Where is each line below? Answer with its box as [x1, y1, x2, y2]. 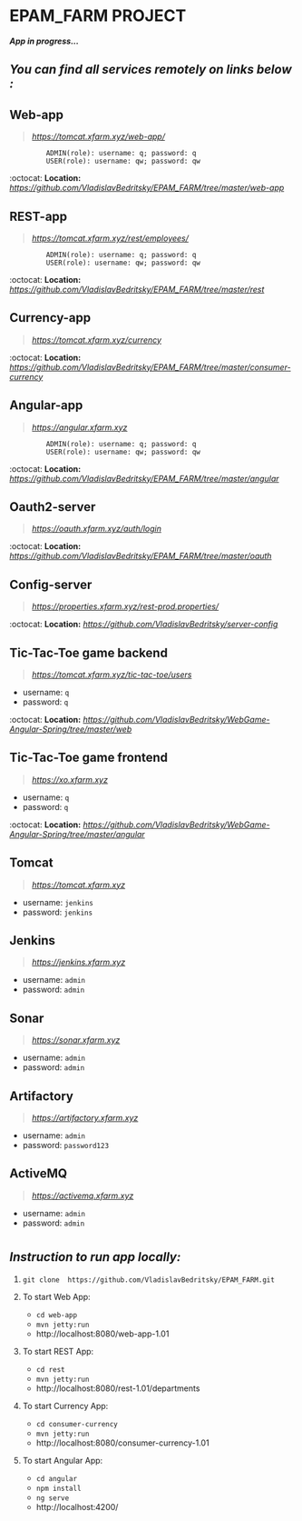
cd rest [35, 1365, 65, 1374]
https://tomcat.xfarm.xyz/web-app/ [31, 131, 166, 142]
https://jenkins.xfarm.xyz [31, 956, 126, 968]
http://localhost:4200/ [35, 1501, 119, 1512]
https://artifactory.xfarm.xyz [31, 1113, 139, 1124]
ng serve [35, 1493, 70, 1503]
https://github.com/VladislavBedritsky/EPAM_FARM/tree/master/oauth [9, 551, 272, 562]
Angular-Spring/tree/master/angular [9, 828, 145, 839]
